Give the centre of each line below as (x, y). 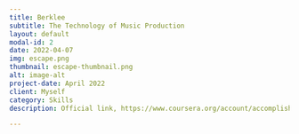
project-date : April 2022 (57, 83)
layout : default (39, 34)
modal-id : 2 (31, 42)
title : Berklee (37, 17)
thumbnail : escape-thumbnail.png (71, 67)
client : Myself (37, 91)
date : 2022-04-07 (41, 51)
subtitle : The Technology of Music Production (97, 26)
